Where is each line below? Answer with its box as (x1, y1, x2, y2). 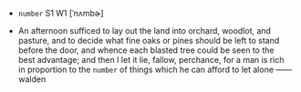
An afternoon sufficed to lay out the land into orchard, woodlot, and (17, 26, 272, 36)
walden (17, 74, 47, 85)
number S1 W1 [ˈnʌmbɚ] (17, 8, 104, 18)
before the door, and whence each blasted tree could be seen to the (17, 45, 275, 56)
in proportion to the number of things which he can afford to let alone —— (17, 64, 293, 75)
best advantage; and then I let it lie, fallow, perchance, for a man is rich (17, 55, 285, 65)
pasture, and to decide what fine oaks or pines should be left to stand (17, 36, 280, 46)
